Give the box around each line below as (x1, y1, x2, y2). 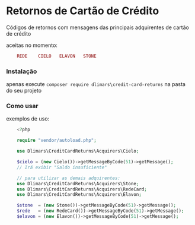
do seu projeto (6, 87, 42, 94)
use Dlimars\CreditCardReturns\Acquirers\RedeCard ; (17, 186, 147, 192)
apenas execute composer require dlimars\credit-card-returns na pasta (6, 81, 186, 88)
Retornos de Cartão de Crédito (6, 4, 159, 18)
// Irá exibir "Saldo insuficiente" (17, 164, 108, 170)
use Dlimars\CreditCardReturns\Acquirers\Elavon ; (17, 192, 142, 198)
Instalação (6, 67, 37, 75)
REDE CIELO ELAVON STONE (17, 53, 97, 59)
